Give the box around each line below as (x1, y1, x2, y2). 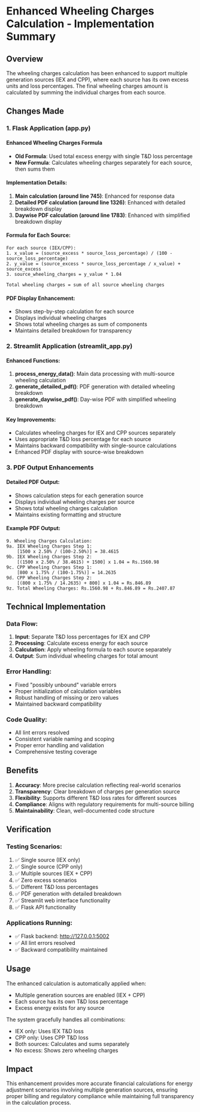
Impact (6, 1064, 33, 1074)
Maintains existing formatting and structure (14, 511, 122, 518)
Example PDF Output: (6, 525, 61, 532)
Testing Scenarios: (6, 843, 62, 851)
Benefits (6, 765, 39, 776)
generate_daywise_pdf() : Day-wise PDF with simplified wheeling (14, 396, 177, 403)
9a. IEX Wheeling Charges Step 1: (6, 543, 93, 549)
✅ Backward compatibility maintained (14, 946, 108, 953)
